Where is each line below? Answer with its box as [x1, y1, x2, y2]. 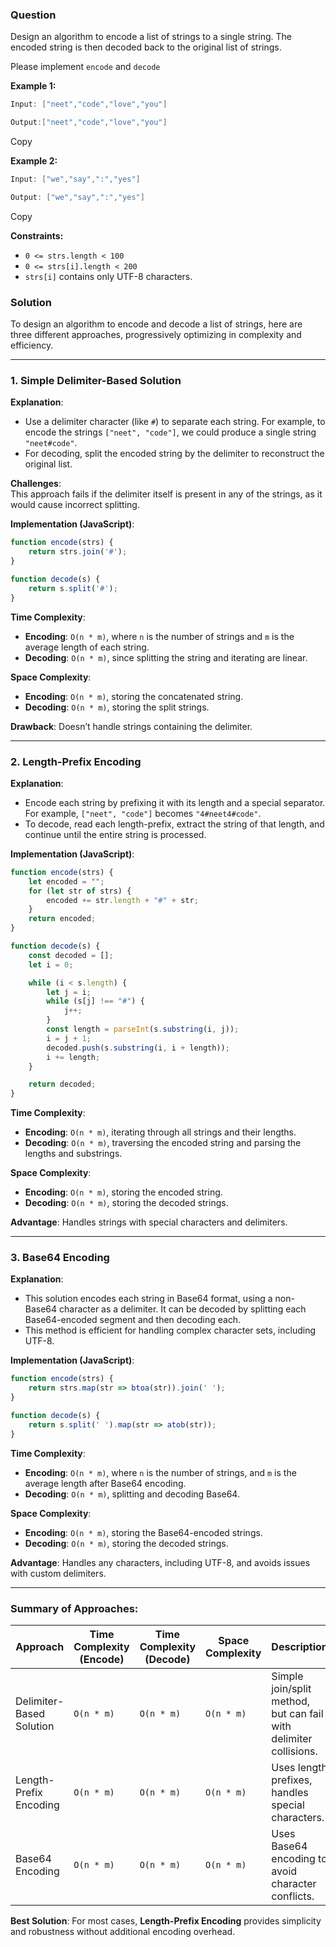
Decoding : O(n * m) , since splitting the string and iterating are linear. [24, 651, 308, 663]
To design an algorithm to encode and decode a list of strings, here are [10, 318, 303, 330]
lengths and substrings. [24, 1148, 123, 1160]
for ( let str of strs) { [28, 886, 132, 896]
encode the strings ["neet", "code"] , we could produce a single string [24, 426, 317, 438]
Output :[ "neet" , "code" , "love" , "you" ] [10, 118, 168, 128]
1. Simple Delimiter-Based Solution [10, 374, 182, 388]
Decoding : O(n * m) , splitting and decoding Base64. [24, 1488, 240, 1500]
